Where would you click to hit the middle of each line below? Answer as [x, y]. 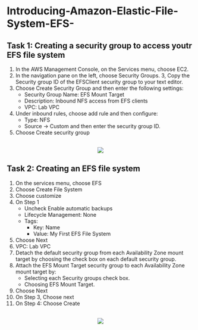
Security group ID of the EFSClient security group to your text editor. [99, 82]
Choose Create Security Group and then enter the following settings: [99, 88]
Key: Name [46, 227]
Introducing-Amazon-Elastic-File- [93, 11]
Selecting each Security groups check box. [77, 278]
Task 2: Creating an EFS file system [73, 169]
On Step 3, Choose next [45, 297]
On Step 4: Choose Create [48, 303]
